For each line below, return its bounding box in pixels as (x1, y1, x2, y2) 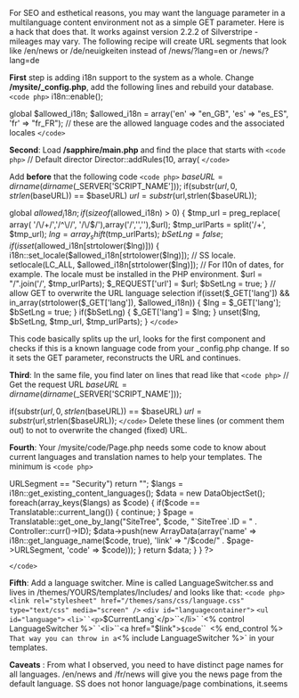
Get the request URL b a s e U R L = (9, 379, 127, 390)
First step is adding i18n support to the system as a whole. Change (9, 72, 255, 83)
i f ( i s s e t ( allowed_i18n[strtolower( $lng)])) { (9, 240, 160, 250)
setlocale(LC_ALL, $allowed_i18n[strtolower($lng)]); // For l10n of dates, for (9, 259, 285, 270)
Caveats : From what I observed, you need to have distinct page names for (9, 659, 284, 669)
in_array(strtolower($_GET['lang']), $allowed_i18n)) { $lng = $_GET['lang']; (9, 297, 282, 308)
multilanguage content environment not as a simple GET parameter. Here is (9, 17, 285, 28)
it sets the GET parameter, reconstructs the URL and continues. (9, 352, 241, 363)
